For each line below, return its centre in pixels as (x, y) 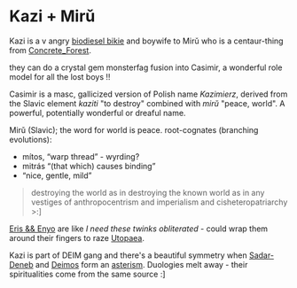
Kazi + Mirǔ (52, 16)
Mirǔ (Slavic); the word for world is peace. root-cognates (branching (134, 129)
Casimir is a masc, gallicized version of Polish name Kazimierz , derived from (148, 94)
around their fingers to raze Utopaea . (77, 237)
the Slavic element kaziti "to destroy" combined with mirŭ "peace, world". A (147, 103)
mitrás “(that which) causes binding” (89, 166)
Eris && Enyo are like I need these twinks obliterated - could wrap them (139, 229)
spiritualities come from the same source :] (87, 274)
